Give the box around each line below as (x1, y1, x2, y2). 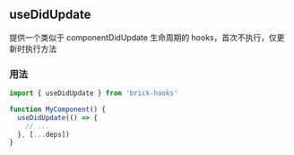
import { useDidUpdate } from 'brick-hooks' (9, 89, 178, 98)
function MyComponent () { (9, 105, 106, 114)
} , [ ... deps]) (17, 130, 70, 139)
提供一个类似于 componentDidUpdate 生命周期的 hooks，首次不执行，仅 (9, 31, 277, 43)
